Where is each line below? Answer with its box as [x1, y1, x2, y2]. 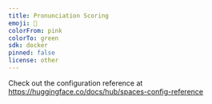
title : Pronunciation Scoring [8, 11, 110, 20]
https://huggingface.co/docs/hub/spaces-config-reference [8, 86, 204, 96]
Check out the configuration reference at [8, 78, 143, 88]
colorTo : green [8, 34, 59, 42]
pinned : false [8, 49, 56, 57]
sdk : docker [8, 42, 48, 50]
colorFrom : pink [8, 26, 62, 34]
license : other [8, 57, 59, 65]
